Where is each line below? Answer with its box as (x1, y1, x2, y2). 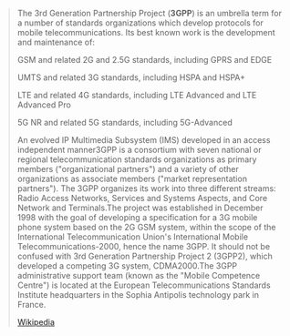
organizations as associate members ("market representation (16, 173, 248, 184)
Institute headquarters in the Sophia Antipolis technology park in (16, 290, 260, 300)
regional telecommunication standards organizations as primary (16, 154, 257, 165)
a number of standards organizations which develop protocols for (16, 17, 264, 28)
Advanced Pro (16, 99, 72, 110)
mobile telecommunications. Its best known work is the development (16, 27, 275, 37)
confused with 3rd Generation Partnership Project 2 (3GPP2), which (16, 250, 273, 261)
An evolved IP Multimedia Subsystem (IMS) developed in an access (16, 135, 271, 145)
